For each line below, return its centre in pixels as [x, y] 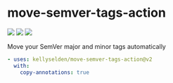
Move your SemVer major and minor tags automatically [87, 46]
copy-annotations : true [55, 72]
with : [22, 66]
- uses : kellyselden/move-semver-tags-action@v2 [80, 59]
